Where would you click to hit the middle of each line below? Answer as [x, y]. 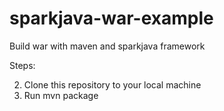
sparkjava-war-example [111, 18]
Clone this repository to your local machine [112, 84]
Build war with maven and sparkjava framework [107, 46]
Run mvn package [61, 95]
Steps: [22, 65]
